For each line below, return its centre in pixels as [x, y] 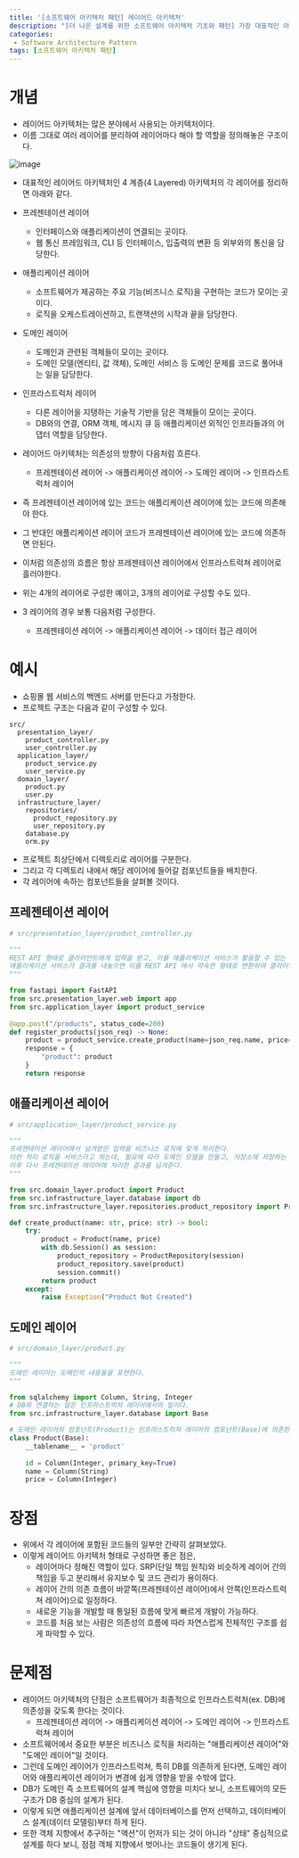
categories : [31, 34]
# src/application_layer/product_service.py [93, 1125]
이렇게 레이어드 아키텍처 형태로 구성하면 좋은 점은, [109, 1556]
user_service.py [56, 772]
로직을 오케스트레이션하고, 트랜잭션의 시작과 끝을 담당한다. [137, 314]
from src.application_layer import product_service [107, 1007]
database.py [47, 834]
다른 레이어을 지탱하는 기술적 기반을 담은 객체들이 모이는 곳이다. [145, 412]
